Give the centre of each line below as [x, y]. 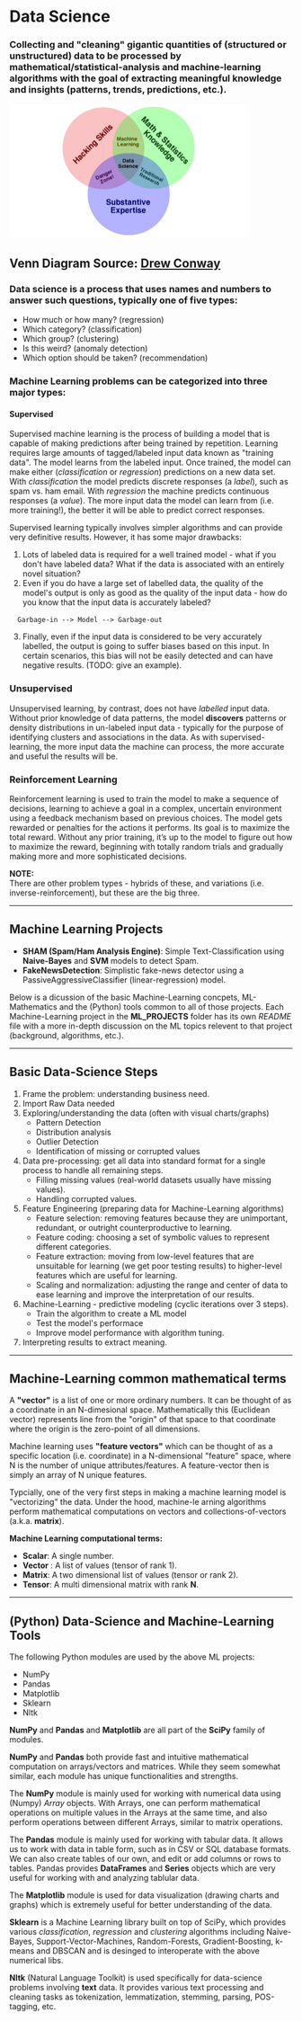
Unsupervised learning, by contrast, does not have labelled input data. [140, 708]
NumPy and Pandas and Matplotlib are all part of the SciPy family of [138, 1730]
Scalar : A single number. [68, 1556]
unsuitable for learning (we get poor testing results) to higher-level [159, 1266]
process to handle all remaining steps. [93, 1170]
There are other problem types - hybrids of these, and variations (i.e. [137, 883]
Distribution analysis [73, 1132]
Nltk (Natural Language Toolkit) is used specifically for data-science [136, 1978]
